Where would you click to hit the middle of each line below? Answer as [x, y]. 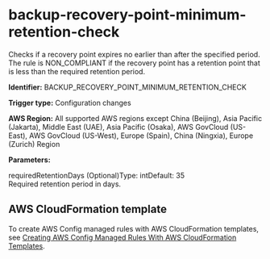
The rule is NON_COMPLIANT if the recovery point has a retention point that [134, 63]
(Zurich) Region [34, 144]
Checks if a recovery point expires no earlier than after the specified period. [134, 54]
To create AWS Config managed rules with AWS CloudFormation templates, [134, 228]
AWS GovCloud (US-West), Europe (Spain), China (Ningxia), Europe [141, 136]
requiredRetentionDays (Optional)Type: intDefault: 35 [97, 175]
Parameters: [29, 160]
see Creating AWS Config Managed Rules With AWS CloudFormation [123, 237]
